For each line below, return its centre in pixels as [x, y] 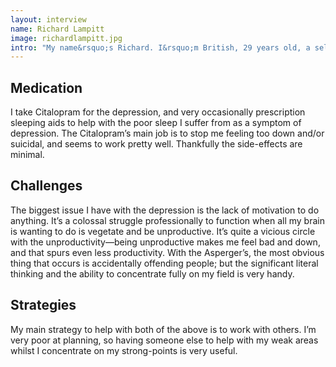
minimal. [27, 155]
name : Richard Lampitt [57, 29]
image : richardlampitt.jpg [66, 38]
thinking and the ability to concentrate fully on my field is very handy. [152, 273]
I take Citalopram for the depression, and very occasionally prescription [158, 112]
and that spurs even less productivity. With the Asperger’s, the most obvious [167, 252]
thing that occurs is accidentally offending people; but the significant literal [164, 263]
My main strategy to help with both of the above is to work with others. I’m [163, 329]
